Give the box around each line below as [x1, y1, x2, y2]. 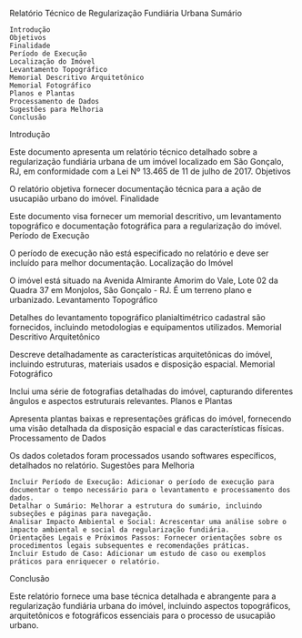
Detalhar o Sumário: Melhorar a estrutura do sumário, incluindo [9, 501, 262, 511]
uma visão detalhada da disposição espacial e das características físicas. [9, 423, 285, 433]
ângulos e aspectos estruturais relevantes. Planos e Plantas [9, 396, 233, 406]
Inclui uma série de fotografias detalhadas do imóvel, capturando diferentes [9, 386, 294, 397]
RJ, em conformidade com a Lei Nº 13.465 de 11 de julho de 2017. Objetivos [9, 166, 291, 177]
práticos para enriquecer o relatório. [9, 557, 161, 566]
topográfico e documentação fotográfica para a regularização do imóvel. [9, 220, 282, 231]
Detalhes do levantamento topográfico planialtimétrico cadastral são [9, 312, 267, 322]
